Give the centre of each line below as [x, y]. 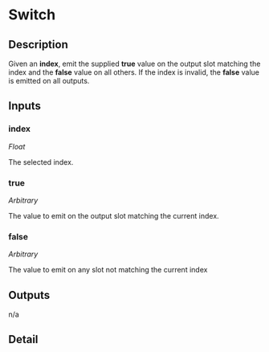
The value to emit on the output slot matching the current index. [114, 215]
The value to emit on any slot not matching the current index [108, 270]
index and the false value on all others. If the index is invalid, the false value [134, 72]
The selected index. [41, 162]
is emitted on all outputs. [49, 81]
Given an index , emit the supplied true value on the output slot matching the [134, 63]
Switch [32, 15]
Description [38, 45]
